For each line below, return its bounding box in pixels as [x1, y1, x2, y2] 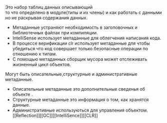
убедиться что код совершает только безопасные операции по [12, 46, 148, 51]
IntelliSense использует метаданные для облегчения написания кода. [12, 35, 161, 41]
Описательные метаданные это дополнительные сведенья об [12, 86, 145, 92]
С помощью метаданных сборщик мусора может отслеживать [12, 56, 147, 62]
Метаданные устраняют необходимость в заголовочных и [12, 24, 137, 30]
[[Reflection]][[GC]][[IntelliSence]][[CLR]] [12, 113, 98, 119]
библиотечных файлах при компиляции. [12, 30, 98, 35]
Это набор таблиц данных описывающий [5, 4, 93, 10]
